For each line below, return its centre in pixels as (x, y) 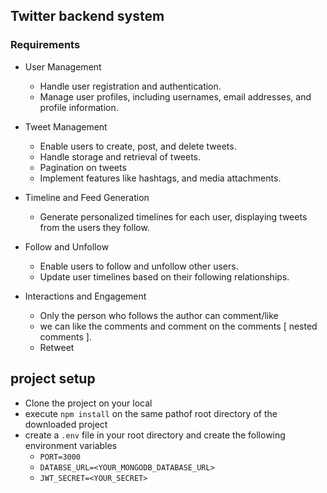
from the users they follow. (94, 227)
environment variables (71, 445)
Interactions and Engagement (85, 296)
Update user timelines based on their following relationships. (164, 276)
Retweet (57, 347)
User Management (63, 66)
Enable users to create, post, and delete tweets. (138, 146)
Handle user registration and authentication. (130, 86)
